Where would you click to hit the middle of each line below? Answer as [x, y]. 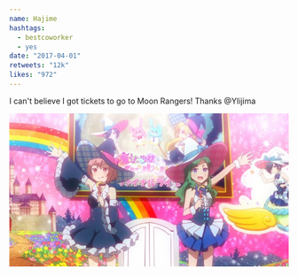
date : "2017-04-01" [45, 56]
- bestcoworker [45, 37]
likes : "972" [33, 75]
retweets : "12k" [39, 65]
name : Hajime [33, 19]
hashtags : [27, 28]
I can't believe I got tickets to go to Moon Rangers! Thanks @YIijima [133, 101]
